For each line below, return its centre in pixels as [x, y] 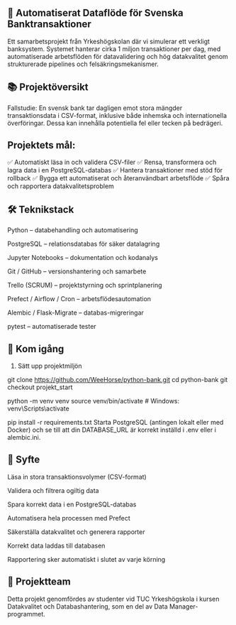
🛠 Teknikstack [41, 209]
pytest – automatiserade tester [52, 327]
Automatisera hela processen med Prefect [69, 518]
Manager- [184, 606]
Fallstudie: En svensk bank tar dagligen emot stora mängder [95, 108]
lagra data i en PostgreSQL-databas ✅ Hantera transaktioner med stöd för [115, 170]
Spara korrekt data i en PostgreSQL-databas [72, 504]
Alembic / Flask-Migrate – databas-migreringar [75, 312]
